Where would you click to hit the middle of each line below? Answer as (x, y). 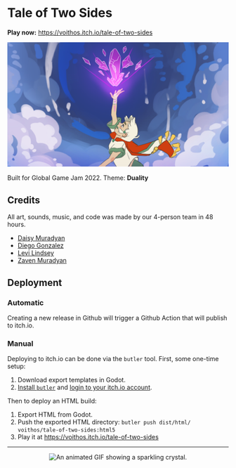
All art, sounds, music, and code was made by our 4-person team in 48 (110, 217)
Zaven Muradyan (42, 261)
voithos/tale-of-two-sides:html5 (66, 430)
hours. (17, 225)
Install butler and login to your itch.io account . (85, 387)
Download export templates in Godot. (72, 380)
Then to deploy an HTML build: (52, 401)
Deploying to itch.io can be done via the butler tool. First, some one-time (113, 359)
